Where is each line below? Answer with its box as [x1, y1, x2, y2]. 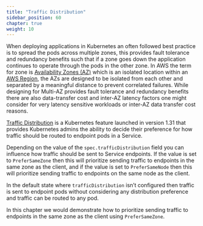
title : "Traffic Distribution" [6, 9, 86, 15]
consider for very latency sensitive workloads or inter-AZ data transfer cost [6, 101, 196, 108]
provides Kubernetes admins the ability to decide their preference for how [6, 125, 193, 133]
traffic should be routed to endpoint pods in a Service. [6, 132, 142, 139]
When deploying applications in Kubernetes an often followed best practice [6, 43, 196, 50]
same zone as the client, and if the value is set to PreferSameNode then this [6, 163, 193, 171]
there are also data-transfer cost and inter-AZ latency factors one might [6, 94, 187, 102]
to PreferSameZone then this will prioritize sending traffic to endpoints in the [6, 157, 194, 164]
